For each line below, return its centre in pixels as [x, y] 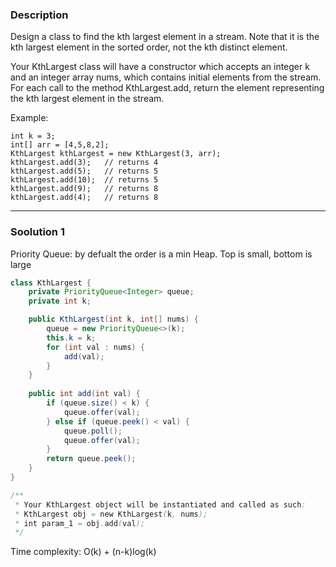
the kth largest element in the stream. [87, 99]
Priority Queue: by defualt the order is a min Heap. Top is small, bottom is [161, 254]
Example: [29, 118]
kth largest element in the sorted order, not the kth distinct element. [149, 47]
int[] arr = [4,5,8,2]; [60, 145]
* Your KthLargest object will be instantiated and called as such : [160, 504]
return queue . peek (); [91, 459]
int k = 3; [33, 136]
